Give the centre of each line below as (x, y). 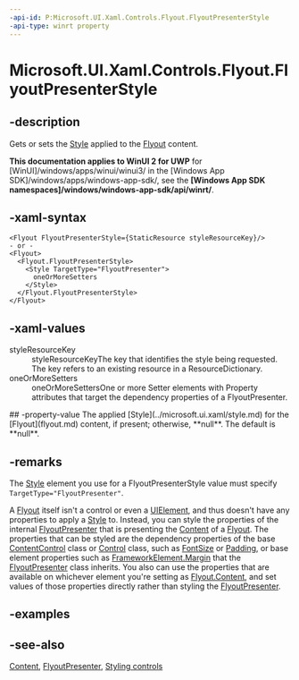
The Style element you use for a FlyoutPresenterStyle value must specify (143, 483)
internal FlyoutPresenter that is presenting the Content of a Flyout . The (139, 529)
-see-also (37, 645)
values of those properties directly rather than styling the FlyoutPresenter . (145, 586)
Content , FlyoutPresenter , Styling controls (86, 667)
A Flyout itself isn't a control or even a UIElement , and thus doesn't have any (149, 510)
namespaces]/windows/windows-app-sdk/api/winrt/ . (112, 190)
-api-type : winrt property (59, 26)
